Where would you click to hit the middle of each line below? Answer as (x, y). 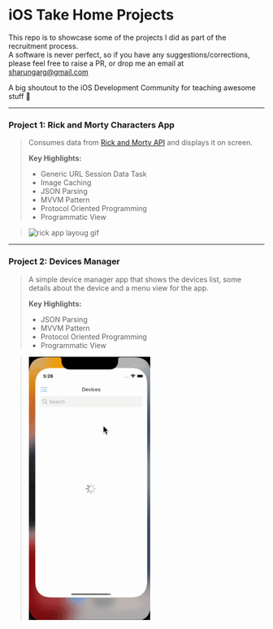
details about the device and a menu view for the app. (118, 288)
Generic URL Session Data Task (93, 174)
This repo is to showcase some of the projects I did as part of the (117, 37)
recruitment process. (43, 45)
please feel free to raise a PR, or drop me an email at (96, 63)
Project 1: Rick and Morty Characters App (91, 125)
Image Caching (66, 183)
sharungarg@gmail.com (49, 71)
